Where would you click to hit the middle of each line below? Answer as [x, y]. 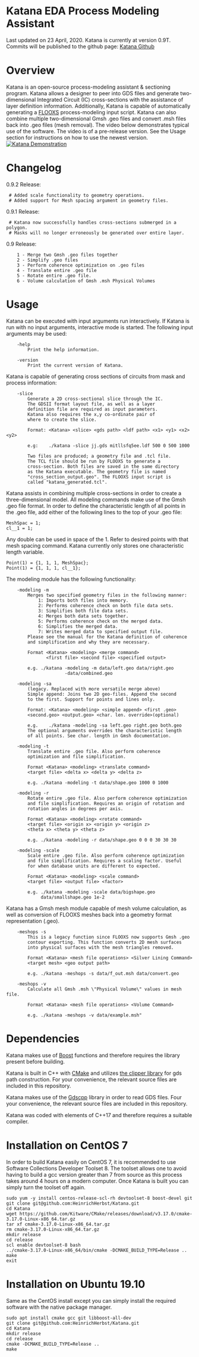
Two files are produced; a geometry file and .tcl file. [99, 456]
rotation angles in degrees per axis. [75, 809]
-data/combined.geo [89, 673]
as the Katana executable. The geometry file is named [97, 471]
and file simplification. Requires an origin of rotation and [106, 803]
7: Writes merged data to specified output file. [100, 631]
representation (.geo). [33, 921]
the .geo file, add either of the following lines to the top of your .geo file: [94, 512]
